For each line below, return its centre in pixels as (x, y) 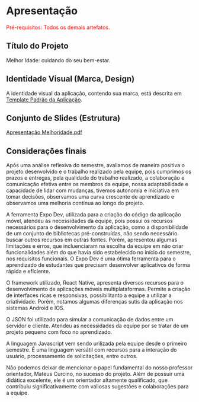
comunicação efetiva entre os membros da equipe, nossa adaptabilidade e (97, 184)
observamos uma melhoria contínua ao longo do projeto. (75, 203)
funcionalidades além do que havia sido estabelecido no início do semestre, (99, 253)
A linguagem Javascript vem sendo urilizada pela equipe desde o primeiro (97, 344)
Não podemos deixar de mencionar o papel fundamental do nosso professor (99, 368)
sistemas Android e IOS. (36, 308)
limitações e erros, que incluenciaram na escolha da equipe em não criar (95, 246)
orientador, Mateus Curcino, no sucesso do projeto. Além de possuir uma (95, 374)
